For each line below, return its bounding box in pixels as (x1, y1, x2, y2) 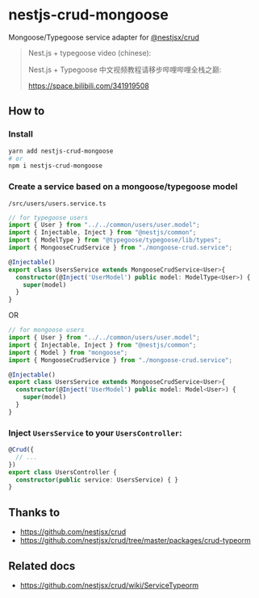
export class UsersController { (8, 468, 117, 476)
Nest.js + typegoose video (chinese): (27, 48, 152, 57)
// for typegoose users (8, 213, 89, 221)
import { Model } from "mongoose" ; (8, 348, 128, 356)
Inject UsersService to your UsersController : (8, 427, 182, 438)
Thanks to (8, 505, 61, 519)
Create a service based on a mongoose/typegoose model (8, 181, 238, 192)
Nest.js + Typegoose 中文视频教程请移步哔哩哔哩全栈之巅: (27, 65, 222, 74)
